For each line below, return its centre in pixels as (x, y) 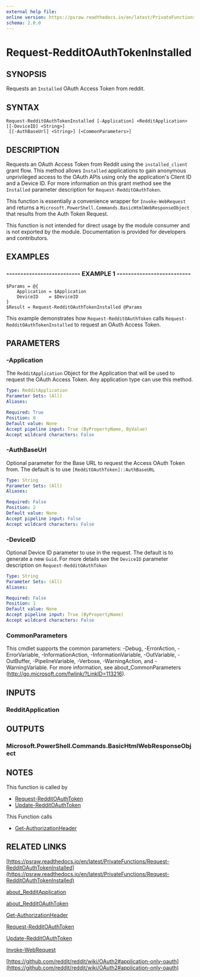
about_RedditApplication (36, 892)
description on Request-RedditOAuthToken (57, 565)
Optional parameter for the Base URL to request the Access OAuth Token (96, 463)
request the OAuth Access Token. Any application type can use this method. (100, 380)
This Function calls (29, 816)
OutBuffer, (19, 661)
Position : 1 (21, 603)
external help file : (32, 12)
